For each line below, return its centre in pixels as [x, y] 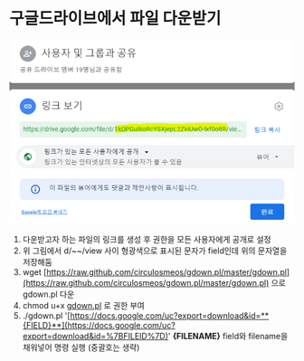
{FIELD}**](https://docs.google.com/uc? [99, 326]
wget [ [34, 272]
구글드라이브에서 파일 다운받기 [115, 19]
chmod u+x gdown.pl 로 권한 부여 [83, 306]
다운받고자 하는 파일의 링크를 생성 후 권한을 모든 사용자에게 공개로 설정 [147, 240]
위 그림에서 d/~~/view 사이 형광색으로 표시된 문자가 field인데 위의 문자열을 [155, 251]
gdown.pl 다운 [48, 294]
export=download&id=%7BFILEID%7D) [95, 337]
